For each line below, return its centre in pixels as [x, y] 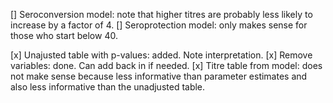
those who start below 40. [64, 35]
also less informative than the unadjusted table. [108, 87]
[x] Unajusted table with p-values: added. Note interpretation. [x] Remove [161, 55]
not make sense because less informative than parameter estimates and [159, 76]
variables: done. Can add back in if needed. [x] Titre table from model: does [166, 65]
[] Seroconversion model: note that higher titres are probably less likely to [161, 14]
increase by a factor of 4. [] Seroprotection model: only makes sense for [159, 25]
